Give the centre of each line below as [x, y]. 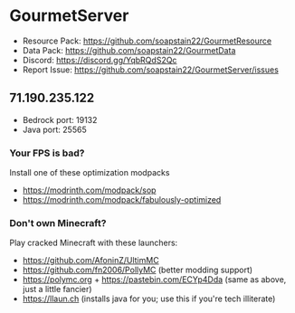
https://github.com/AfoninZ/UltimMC [91, 261]
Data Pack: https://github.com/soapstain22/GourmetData [129, 50]
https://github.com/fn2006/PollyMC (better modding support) [138, 270]
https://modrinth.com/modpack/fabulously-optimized [122, 200]
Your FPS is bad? [47, 153]
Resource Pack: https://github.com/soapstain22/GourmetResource [147, 41]
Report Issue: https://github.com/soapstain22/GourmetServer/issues [150, 70]
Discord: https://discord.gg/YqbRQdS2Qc [100, 60]
